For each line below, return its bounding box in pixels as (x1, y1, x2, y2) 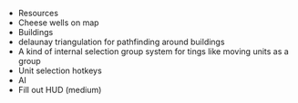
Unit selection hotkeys (17, 65, 102, 76)
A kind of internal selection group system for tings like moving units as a (17, 46, 289, 57)
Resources (17, 8, 59, 18)
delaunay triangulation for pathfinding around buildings (17, 36, 225, 47)
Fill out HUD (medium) (17, 85, 102, 95)
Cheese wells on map (17, 17, 99, 28)
